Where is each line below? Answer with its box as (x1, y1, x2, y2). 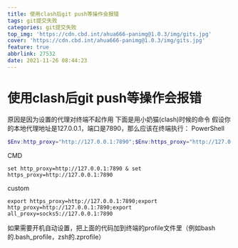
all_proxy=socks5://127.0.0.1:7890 (7, 210, 113, 217)
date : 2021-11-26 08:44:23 (7, 57, 88, 64)
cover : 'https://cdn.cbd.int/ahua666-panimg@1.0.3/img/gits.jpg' (7, 37, 205, 44)
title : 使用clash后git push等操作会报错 (7, 10, 120, 18)
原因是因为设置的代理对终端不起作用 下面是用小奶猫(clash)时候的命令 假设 (7, 115, 225, 124)
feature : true (7, 44, 50, 51)
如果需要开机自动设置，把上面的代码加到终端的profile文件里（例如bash (7, 223, 216, 232)
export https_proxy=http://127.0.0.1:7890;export (7, 197, 158, 204)
